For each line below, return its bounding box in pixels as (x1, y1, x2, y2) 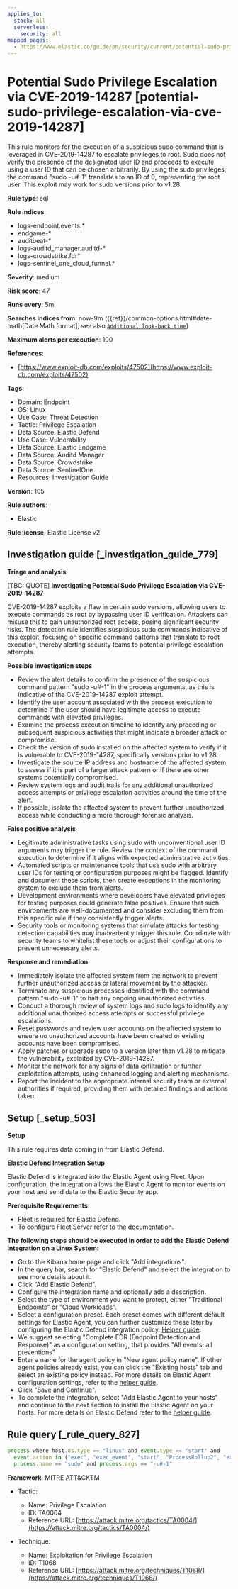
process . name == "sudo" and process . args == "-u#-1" (13, 1461, 173, 1468)
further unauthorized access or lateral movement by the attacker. (17, 979, 208, 987)
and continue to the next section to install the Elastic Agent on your (17, 1400, 214, 1409)
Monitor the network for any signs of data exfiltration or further (17, 1061, 202, 1070)
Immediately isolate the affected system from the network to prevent (17, 971, 218, 979)
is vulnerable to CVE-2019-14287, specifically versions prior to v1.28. (17, 750, 218, 759)
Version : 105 (7, 486, 45, 495)
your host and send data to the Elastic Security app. (7, 1187, 159, 1195)
